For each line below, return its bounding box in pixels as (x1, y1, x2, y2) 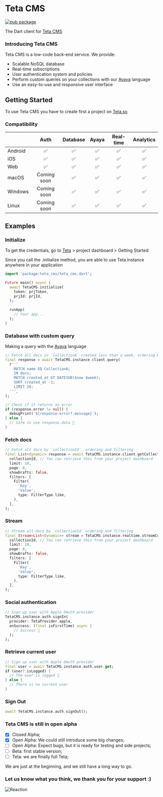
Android (7, 148, 26, 155)
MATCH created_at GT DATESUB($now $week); (14, 375, 101, 381)
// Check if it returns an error (5, 402, 73, 407)
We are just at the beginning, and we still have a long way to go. (5, 763, 132, 769)
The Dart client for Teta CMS (5, 28, 62, 34)
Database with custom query (5, 332, 75, 339)
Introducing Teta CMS (5, 40, 58, 47)
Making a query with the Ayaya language (5, 343, 86, 349)
